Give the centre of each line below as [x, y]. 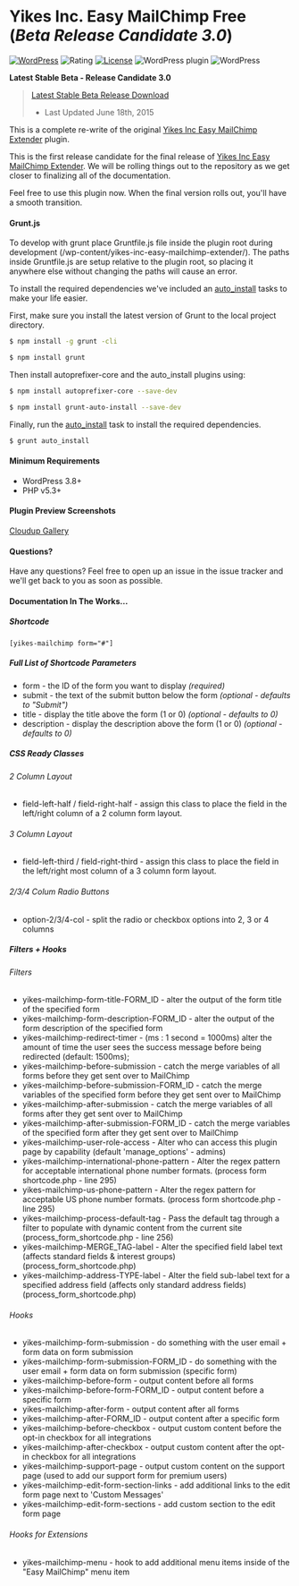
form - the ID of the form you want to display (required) [124, 686]
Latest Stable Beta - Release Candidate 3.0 [90, 77]
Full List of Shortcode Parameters [73, 663]
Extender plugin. [39, 139]
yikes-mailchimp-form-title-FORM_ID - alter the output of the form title [152, 1000]
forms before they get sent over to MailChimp [106, 1076]
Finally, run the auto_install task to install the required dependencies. [135, 424]
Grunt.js [25, 223]
